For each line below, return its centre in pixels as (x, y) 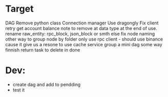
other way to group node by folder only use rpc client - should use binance (84, 39)
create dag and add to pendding (46, 84)
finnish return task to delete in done (43, 50)
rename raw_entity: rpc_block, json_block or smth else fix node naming (80, 34)
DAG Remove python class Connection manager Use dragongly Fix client (82, 23)
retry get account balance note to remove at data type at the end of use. (81, 28)
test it (19, 90)
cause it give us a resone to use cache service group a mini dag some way (84, 44)
